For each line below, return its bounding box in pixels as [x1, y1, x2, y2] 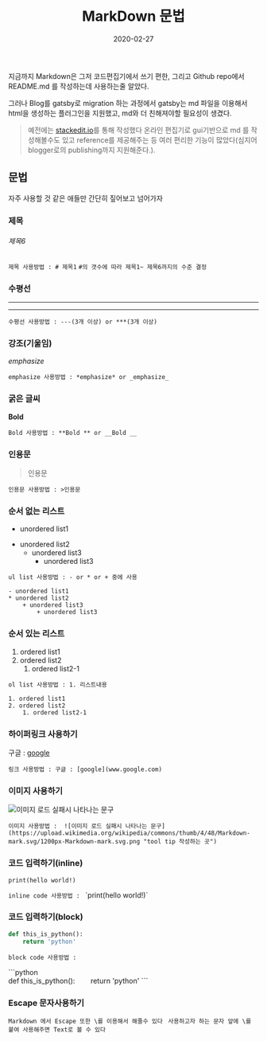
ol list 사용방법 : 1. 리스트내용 [8, 680, 107, 689]
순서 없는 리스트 [8, 505, 65, 516]
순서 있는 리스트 [8, 628, 65, 640]
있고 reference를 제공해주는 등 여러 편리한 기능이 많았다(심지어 [62, 135, 257, 144]
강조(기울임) [8, 338, 52, 349]
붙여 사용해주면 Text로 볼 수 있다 [8, 1025, 106, 1034]
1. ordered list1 [8, 695, 66, 702]
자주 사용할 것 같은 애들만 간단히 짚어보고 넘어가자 [8, 193, 163, 203]
